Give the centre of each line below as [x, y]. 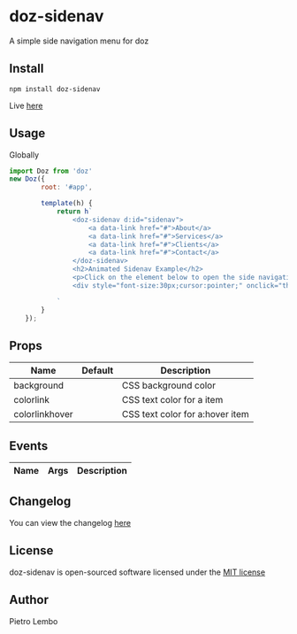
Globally [24, 155]
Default [98, 371]
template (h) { [67, 204]
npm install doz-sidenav [55, 89]
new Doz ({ [27, 179]
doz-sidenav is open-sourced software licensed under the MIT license [137, 572]
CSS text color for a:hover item [186, 414]
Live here [26, 105]
